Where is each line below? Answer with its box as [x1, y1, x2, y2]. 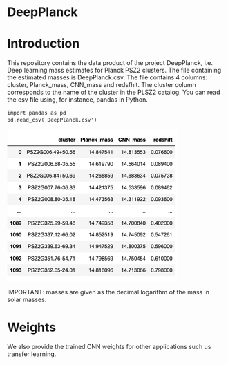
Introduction [7, 36, 80, 52]
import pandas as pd [7, 110, 67, 117]
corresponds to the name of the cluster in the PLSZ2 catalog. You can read [7, 88, 220, 97]
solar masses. [7, 295, 47, 304]
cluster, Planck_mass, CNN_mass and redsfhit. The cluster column [7, 81, 197, 89]
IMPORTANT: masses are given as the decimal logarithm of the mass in [7, 288, 209, 297]
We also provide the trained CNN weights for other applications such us [7, 343, 211, 351]
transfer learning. [7, 350, 57, 358]
